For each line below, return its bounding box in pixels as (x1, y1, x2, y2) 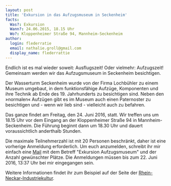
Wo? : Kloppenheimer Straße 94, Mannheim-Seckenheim (10, 31, 123, 36)
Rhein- (138, 170, 153, 176)
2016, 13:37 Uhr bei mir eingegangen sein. (5, 159, 94, 166)
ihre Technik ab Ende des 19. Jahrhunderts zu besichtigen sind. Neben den (5, 91, 164, 97)
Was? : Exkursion (10, 22, 45, 27)
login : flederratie (10, 41, 52, 46)
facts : (5, 17, 20, 22)
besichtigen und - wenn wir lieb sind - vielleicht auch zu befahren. (5, 101, 145, 108)
